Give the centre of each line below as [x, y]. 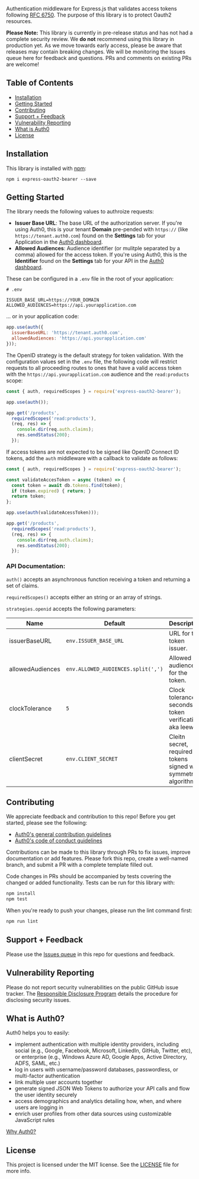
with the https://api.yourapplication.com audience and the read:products [98, 374]
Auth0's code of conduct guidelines [58, 841]
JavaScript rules [35, 1120]
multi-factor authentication [47, 1076]
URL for [179, 633]
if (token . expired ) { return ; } [52, 491]
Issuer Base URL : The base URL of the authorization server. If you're [98, 223]
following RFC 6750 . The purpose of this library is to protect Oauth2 [89, 15]
